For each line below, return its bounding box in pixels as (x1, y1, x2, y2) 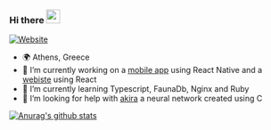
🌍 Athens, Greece (21, 52, 90, 62)
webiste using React (21, 74, 97, 85)
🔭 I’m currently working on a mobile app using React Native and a (21, 65, 263, 76)
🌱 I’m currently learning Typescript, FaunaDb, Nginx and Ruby (21, 84, 250, 94)
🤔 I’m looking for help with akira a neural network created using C (21, 93, 263, 104)
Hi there (9, 13, 45, 26)
